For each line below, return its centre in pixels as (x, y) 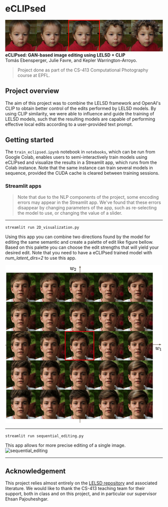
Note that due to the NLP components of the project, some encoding (88, 197)
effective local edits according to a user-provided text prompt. (69, 124)
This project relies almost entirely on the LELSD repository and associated (81, 483)
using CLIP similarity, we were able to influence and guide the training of (80, 113)
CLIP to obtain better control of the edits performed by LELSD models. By (81, 108)
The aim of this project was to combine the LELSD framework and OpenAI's (83, 103)
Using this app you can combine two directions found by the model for (78, 237)
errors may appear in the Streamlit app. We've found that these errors (89, 202)
